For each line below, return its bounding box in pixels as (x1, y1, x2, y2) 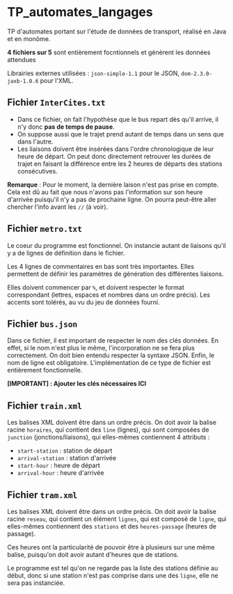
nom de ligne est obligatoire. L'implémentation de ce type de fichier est (7, 359, 211, 367)
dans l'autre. (17, 137, 54, 146)
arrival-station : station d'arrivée (17, 454, 117, 462)
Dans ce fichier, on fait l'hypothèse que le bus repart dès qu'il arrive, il (17, 115, 219, 123)
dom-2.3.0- (180, 70, 213, 77)
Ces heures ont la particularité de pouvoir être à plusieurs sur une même (7, 543, 215, 551)
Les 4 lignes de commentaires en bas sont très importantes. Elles (7, 262, 195, 270)
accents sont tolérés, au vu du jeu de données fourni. (7, 297, 160, 306)
